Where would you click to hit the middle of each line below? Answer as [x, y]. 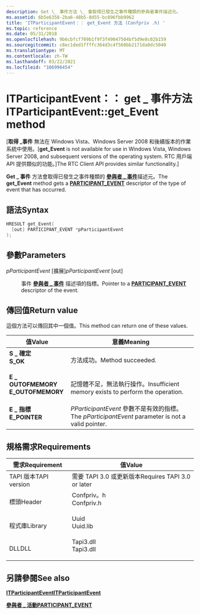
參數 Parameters [36, 255]
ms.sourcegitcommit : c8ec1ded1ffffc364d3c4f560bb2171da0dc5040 [86, 45]
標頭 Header [26, 502]
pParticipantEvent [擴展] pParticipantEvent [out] [65, 271]
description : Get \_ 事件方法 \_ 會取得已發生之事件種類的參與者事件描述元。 [94, 12]
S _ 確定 [20, 354]
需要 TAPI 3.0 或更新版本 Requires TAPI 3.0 [131, 477]
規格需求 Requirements [49, 447]
